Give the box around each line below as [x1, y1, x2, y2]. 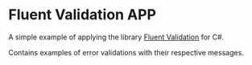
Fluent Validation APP [8, 6, 157, 24]
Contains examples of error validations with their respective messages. [8, 47, 244, 57]
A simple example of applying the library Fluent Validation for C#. [8, 32, 225, 42]
